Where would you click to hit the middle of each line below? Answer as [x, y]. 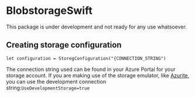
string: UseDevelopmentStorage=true [48, 88]
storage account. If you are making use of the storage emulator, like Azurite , [98, 75]
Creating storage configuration [64, 45]
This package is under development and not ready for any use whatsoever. [97, 27]
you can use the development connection [56, 81]
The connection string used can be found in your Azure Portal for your [91, 69]
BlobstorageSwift [49, 11]
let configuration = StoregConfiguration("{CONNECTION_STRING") [86, 58]
